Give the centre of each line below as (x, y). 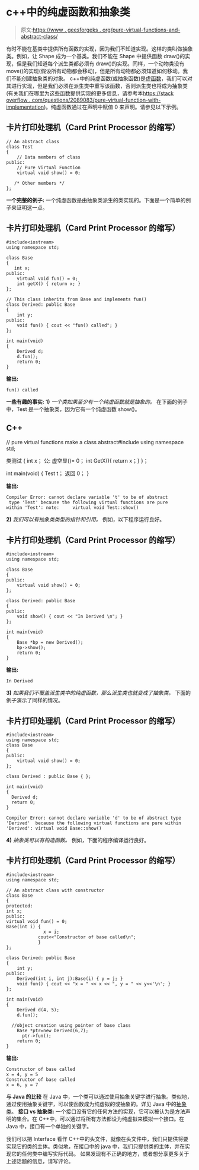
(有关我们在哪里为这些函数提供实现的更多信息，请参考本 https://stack (90, 93)
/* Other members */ (39, 183)
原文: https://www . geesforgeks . (61, 30)
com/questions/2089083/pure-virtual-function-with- (96, 100)
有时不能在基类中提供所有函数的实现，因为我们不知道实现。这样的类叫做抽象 (99, 49)
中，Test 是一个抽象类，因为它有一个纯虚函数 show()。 (73, 409)
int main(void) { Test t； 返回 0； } (48, 473)
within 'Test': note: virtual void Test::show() (73, 508)
